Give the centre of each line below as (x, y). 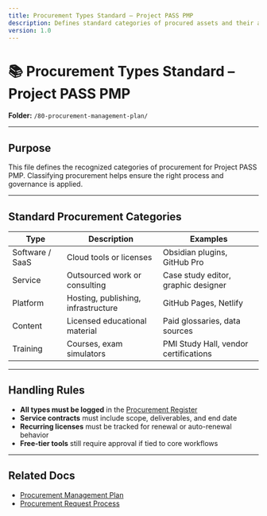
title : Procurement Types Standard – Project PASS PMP (101, 16)
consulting (86, 285)
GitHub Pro (183, 262)
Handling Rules (46, 390)
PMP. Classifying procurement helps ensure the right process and (116, 176)
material (82, 331)
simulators (86, 353)
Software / (32, 252)
